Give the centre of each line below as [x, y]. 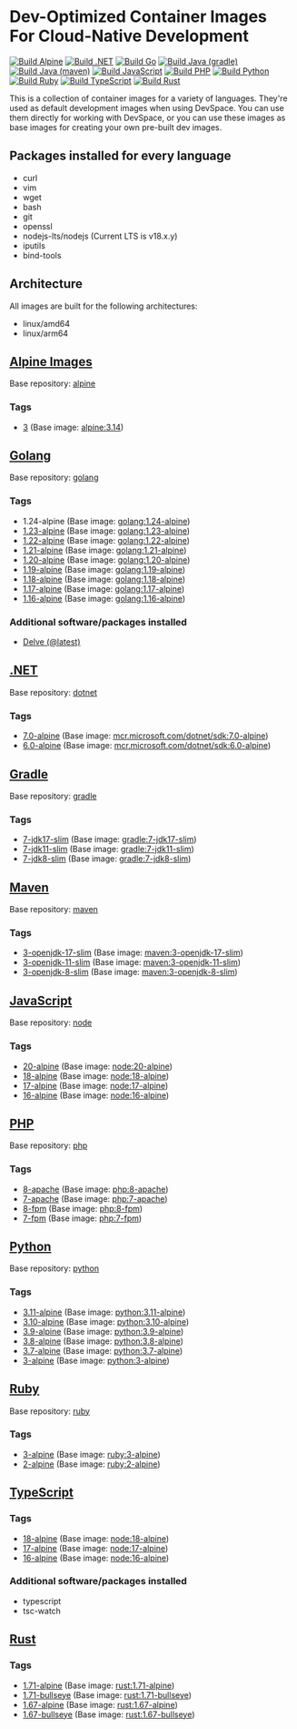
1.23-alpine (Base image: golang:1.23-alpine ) [106, 531]
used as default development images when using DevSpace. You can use [147, 107]
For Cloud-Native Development [129, 36]
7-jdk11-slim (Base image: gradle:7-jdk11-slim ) [109, 849]
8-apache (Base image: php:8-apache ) [95, 1189]
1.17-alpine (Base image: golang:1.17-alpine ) [104, 588]
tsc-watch [42, 1611]
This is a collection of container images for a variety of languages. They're [148, 98]
